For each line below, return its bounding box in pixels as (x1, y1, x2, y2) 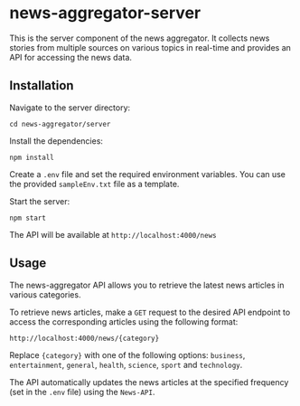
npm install (9, 153, 54, 162)
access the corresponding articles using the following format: (9, 316, 239, 327)
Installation (9, 78, 74, 93)
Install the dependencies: (9, 135, 104, 146)
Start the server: (9, 195, 70, 206)
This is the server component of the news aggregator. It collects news (9, 33, 270, 43)
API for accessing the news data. (9, 52, 133, 62)
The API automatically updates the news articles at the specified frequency (9, 376, 289, 387)
